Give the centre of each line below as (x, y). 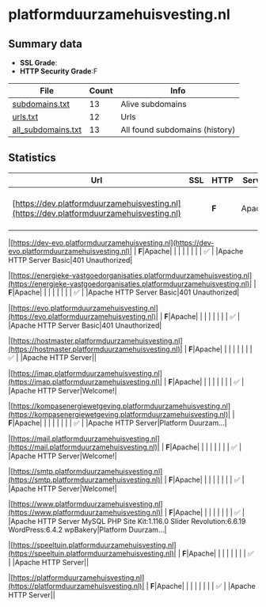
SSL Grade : (38, 63)
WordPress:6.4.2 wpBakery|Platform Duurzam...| (87, 529)
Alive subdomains (154, 104)
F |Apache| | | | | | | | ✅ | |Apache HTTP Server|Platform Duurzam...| (118, 423)
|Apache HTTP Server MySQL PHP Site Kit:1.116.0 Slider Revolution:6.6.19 (127, 521)
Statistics (32, 158)
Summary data (46, 44)
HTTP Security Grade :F (59, 71)
